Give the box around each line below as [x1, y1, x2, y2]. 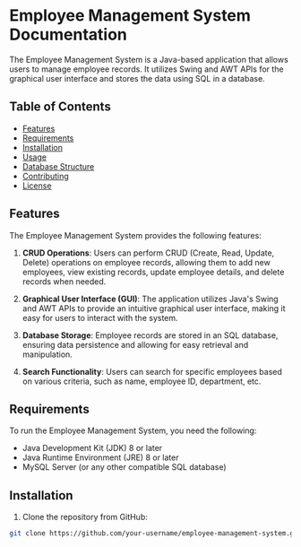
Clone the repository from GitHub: [21, 512, 148, 523]
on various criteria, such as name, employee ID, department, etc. [21, 376, 262, 386]
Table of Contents [9, 100, 112, 115]
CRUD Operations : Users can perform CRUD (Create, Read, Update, [21, 247, 275, 258]
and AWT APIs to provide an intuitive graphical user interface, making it [21, 302, 286, 314]
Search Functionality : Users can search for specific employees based [21, 366, 282, 377]
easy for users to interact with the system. [21, 312, 178, 323]
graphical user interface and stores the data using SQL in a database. [9, 73, 266, 83]
